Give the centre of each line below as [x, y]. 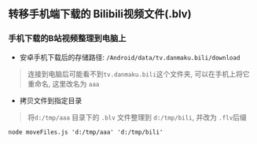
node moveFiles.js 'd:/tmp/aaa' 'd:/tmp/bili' [86, 132]
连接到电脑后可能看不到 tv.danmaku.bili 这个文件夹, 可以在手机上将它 [138, 74]
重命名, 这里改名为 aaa [63, 83]
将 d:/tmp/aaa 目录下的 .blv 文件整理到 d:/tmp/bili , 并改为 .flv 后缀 [137, 117]
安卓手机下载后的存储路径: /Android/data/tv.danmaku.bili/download [130, 57]
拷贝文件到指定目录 [51, 100]
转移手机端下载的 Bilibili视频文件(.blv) [100, 14]
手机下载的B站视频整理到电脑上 [67, 39]
